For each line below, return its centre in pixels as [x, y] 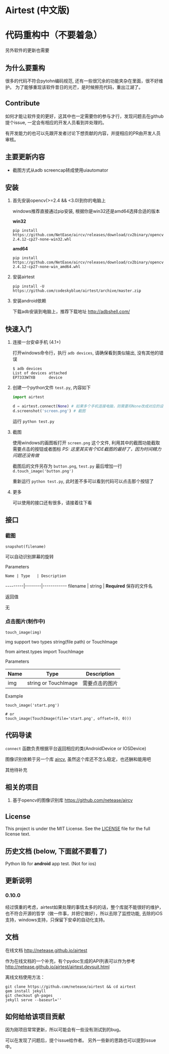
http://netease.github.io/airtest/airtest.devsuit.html [57, 967]
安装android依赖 [29, 301]
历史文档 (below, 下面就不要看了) [56, 851]
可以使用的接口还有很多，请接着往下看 [52, 502]
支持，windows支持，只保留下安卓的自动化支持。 [56, 920]
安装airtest [24, 277]
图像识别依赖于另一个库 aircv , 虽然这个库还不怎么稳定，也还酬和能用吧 [78, 759]
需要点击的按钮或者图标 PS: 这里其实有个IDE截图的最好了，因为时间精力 [87, 449]
